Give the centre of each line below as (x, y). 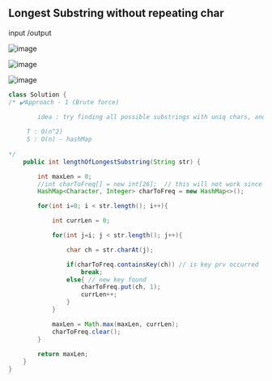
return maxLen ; (63, 354)
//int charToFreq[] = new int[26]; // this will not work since (150, 184)
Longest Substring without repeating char (116, 13)
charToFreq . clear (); (86, 332)
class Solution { (38, 95)
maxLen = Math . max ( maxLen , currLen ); (115, 324)
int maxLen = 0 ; (65, 176)
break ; (92, 272)
